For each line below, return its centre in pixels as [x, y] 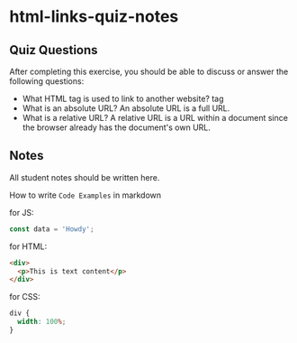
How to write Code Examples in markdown [85, 195]
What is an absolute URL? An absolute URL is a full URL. [126, 108]
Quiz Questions [54, 50]
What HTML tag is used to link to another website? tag [123, 98]
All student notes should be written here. [85, 177]
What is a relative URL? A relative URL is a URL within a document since [155, 118]
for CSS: [25, 297]
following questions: [47, 81]
